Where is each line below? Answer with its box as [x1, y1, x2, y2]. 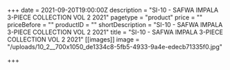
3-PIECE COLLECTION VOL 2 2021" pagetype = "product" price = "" [7, 13, 203, 21]
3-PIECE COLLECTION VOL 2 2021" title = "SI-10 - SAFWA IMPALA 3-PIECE [7, 28, 224, 36]
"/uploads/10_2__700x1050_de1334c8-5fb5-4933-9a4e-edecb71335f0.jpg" [7, 43, 223, 51]
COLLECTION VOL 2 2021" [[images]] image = [7, 35, 140, 44]
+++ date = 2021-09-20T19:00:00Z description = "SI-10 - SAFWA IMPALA [7, 6, 219, 14]
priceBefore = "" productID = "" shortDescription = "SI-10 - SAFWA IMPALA [7, 21, 223, 28]
